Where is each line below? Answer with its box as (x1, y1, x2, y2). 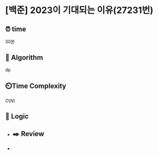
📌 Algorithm (5, 53, 43, 62)
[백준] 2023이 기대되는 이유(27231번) (5, 4, 153, 16)
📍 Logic (5, 112, 29, 120)
